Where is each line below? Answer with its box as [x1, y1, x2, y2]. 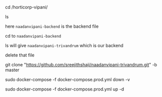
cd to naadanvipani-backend [5, 33, 61, 39]
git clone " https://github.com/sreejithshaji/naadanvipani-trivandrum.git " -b [5, 62, 158, 67]
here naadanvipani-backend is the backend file [5, 23, 99, 29]
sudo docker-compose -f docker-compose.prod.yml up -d [5, 86, 124, 92]
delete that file [5, 52, 35, 58]
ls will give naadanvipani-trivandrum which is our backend [5, 43, 124, 48]
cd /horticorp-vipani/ [5, 4, 48, 10]
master [5, 67, 20, 73]
